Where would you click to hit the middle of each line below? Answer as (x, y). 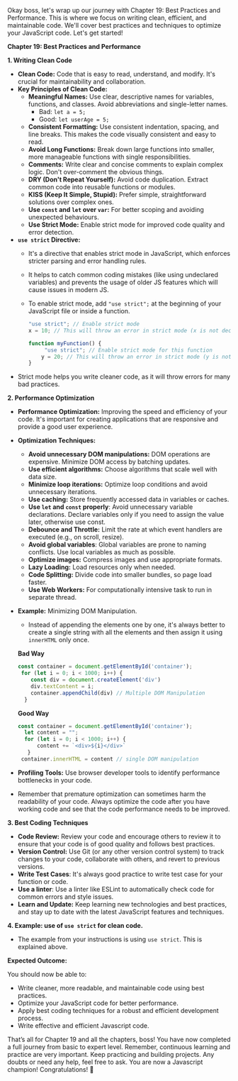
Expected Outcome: (37, 960)
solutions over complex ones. (71, 202)
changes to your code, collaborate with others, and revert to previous (119, 859)
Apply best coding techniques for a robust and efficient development (118, 1010)
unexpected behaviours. (63, 217)
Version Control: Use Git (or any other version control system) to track (121, 851)
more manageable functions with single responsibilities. (109, 157)
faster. (38, 582)
